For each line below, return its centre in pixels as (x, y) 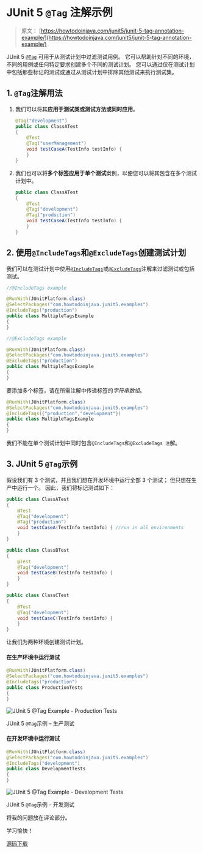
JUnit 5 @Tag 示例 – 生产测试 (41, 723)
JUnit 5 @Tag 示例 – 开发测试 (41, 805)
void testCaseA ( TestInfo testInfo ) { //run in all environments (101, 528)
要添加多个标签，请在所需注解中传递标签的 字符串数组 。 (76, 390)
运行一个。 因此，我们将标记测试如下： (66, 487)
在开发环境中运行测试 (33, 738)
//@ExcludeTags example (37, 338)
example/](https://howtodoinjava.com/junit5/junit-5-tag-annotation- (106, 37)
